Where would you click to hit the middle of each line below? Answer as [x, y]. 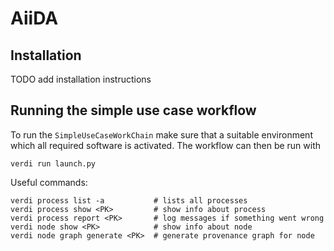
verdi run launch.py [53, 163]
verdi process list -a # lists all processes [129, 200]
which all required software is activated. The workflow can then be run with [166, 145]
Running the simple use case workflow [133, 110]
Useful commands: [49, 182]
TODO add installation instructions [81, 79]
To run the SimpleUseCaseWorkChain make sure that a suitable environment [161, 134]
